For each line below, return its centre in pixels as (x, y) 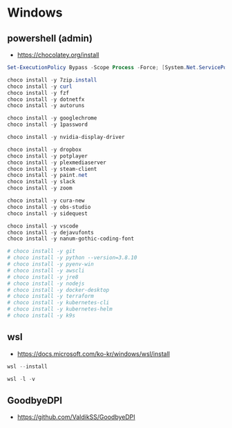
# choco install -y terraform (51, 296)
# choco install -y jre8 (43, 277)
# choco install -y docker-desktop (58, 290)
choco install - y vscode (43, 226)
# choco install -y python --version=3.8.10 (72, 258)
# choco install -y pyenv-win (51, 264)
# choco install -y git (41, 251)
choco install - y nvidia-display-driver (66, 137)
